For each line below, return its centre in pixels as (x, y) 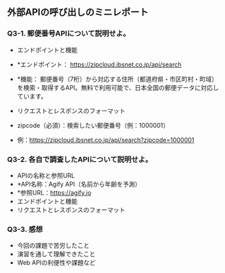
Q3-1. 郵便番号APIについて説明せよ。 (69, 34)
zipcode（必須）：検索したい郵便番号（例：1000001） (93, 125)
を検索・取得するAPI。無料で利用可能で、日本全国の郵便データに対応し (118, 87)
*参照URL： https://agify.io (54, 192)
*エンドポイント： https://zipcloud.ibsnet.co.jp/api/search (99, 64)
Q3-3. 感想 (25, 229)
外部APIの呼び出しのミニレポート (78, 12)
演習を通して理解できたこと (56, 254)
